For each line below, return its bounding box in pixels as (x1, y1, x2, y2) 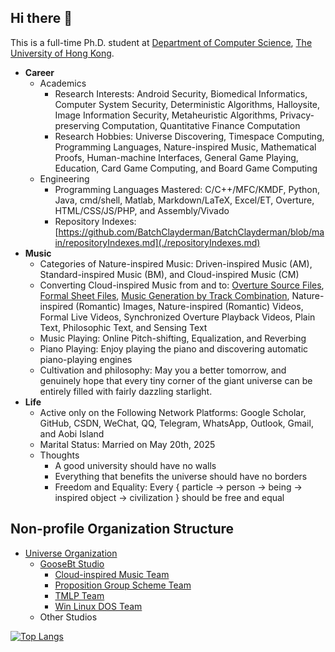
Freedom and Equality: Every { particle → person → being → (54, 481, 303, 493)
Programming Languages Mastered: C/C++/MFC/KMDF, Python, (54, 183, 320, 195)
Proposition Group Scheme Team (54, 579, 192, 591)
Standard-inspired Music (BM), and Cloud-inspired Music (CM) (39, 268, 300, 280)
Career (24, 66, 55, 78)
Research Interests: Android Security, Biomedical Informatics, (54, 87, 308, 100)
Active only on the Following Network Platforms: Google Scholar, (39, 406, 307, 418)
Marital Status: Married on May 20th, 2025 (39, 438, 216, 450)
